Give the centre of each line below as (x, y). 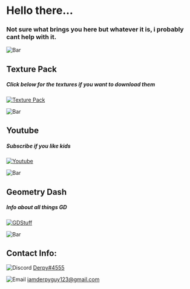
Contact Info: (32, 253)
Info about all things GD (37, 207)
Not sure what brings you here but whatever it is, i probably (95, 30)
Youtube (23, 131)
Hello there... (40, 11)
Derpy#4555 (49, 268)
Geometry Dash (37, 192)
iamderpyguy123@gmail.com (63, 279)
